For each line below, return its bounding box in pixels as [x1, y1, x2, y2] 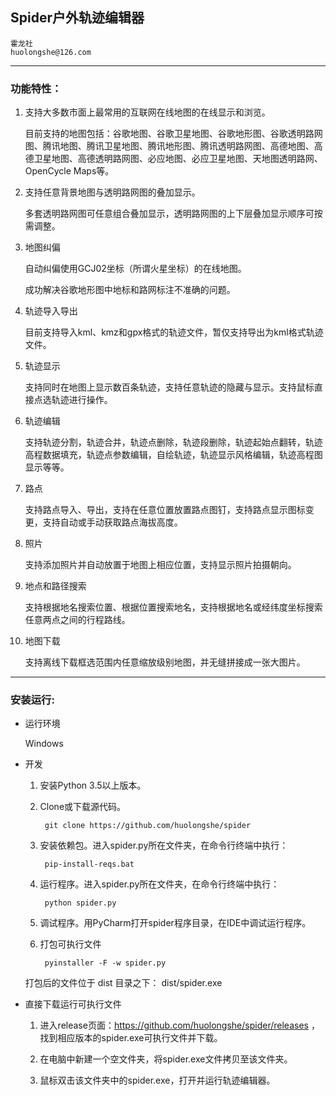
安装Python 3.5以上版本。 [39, 779, 147, 792]
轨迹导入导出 [24, 305, 78, 317]
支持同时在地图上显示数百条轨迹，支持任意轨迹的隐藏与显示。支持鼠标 [24, 381, 315, 393]
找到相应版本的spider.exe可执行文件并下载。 [39, 1032, 223, 1044]
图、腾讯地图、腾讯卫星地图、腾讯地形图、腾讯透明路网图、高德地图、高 [24, 140, 323, 152]
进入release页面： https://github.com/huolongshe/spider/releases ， [39, 1019, 320, 1032]
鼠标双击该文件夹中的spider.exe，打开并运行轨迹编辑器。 [39, 1074, 276, 1087]
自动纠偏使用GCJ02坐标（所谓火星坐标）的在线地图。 [24, 263, 247, 275]
